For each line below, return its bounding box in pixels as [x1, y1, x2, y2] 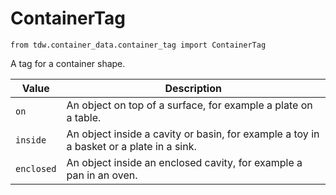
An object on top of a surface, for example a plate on [66, 98, 313, 112]
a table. [66, 110, 102, 124]
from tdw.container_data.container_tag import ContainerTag [10, 40, 267, 50]
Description [164, 81, 222, 95]
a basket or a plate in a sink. [66, 139, 197, 153]
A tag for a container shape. [10, 57, 126, 69]
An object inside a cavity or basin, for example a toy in [66, 127, 320, 141]
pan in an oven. [66, 168, 138, 182]
